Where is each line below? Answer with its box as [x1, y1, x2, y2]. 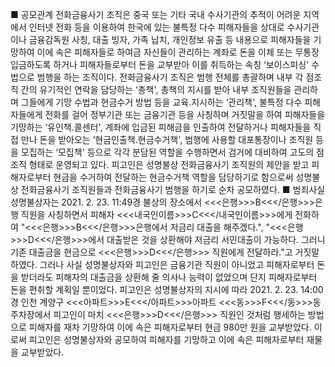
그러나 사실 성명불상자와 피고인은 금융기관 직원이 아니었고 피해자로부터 [39, 259, 315, 270]
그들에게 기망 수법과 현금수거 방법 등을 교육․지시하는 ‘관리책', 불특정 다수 [20, 96, 303, 108]
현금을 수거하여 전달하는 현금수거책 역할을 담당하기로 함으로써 [53, 171, 294, 183]
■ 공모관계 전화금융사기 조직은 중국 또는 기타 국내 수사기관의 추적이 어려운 [10, 9, 302, 20]
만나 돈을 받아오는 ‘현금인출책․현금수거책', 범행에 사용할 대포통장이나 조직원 [20, 134, 314, 145]
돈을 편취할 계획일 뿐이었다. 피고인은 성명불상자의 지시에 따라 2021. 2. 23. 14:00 [10, 284, 324, 295]
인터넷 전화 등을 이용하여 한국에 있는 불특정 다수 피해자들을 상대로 [28, 21, 285, 33]
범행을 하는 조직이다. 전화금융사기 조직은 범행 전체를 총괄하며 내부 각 [36, 71, 304, 83]
